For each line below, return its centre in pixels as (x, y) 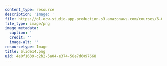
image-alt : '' (24, 42)
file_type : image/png (28, 24)
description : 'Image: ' (30, 14)
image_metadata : (22, 28)
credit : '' (21, 38)
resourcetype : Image (27, 47)
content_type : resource (30, 10)
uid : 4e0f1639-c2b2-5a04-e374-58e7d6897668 (51, 56)
